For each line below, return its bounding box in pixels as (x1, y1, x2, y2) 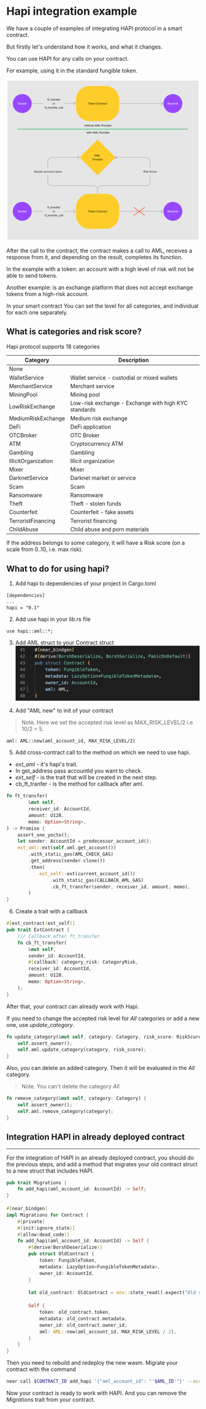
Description (118, 356, 149, 364)
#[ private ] (17, 1218, 45, 1225)
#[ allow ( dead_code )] (17, 1231, 70, 1238)
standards (70, 406, 96, 413)
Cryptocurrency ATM (70, 440, 124, 448)
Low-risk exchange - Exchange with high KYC (70, 399, 188, 407)
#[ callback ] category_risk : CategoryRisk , (28, 959, 139, 966)
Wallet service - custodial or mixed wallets (70, 373, 178, 381)
